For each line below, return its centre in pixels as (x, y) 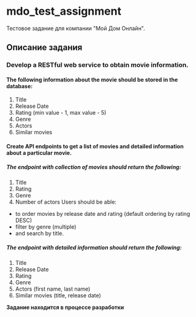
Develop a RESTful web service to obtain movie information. (97, 65)
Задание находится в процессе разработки (65, 307)
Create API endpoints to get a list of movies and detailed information (95, 147)
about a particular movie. (39, 153)
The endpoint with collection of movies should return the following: (94, 167)
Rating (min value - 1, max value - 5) (61, 113)
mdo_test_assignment (64, 11)
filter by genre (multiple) (46, 227)
